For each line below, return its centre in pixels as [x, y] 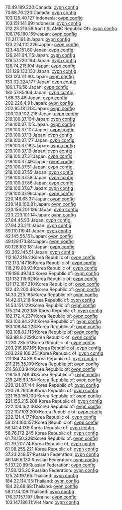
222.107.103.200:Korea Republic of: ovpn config [54, 412]
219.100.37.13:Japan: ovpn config [39, 135]
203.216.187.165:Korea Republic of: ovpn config [53, 348]
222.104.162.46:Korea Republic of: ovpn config [53, 406]
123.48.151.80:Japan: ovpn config [39, 50]
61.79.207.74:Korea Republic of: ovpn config [50, 444]
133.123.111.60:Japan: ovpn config [40, 76]
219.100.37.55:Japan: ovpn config [39, 172]
